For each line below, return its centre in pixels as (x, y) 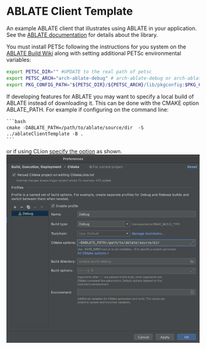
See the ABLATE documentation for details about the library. (82, 34)
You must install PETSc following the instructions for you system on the (96, 47)
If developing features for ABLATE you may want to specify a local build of (100, 96)
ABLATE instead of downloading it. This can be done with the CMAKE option (103, 103)
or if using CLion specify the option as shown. (64, 151)
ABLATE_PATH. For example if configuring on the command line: (87, 109)
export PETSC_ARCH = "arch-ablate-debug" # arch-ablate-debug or (89, 78)
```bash (16, 121)
